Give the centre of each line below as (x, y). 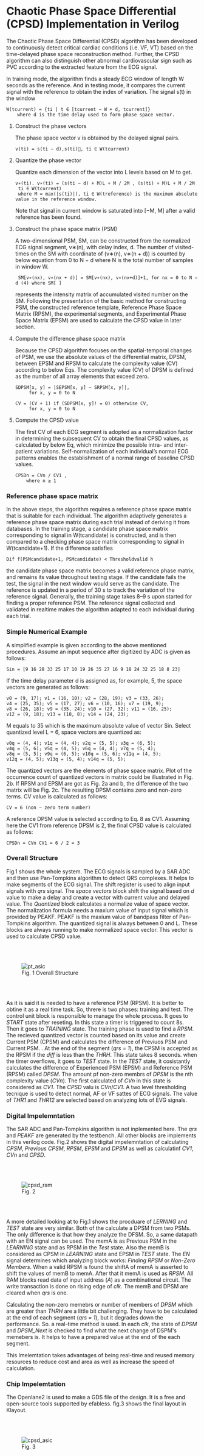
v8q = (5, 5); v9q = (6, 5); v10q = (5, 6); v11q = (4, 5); (84, 754)
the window (21, 98)
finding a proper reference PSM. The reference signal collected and (91, 603)
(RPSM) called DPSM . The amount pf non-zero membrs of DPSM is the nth (100, 1074)
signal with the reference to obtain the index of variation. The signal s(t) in (99, 91)
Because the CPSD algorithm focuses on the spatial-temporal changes (104, 350)
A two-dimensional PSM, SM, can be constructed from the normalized (103, 240)
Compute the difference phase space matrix (70, 338)
